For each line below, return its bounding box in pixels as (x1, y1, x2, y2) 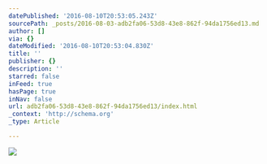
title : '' (8, 50, 42, 58)
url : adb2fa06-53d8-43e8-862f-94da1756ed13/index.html (8, 102, 198, 110)
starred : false (8, 72, 60, 80)
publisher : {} (8, 58, 57, 66)
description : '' (8, 65, 63, 73)
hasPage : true (8, 87, 57, 96)
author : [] (8, 27, 45, 35)
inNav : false (8, 95, 53, 103)
